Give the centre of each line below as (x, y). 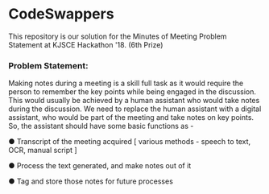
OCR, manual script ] (43, 151)
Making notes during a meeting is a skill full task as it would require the (126, 83)
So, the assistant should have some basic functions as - (101, 126)
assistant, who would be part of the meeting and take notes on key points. (131, 118)
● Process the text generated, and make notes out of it (100, 166)
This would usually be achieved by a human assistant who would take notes (134, 101)
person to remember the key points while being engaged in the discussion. (132, 92)
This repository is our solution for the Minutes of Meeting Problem (118, 36)
